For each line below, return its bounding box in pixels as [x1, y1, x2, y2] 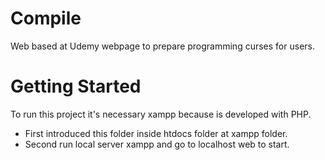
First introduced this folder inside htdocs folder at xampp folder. [24, 127, 288, 139]
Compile [10, 7, 82, 30]
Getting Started [10, 75, 142, 98]
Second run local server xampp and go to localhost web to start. [24, 138, 290, 150]
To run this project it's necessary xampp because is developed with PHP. [10, 108, 312, 120]
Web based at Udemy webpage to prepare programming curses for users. [10, 40, 315, 52]
